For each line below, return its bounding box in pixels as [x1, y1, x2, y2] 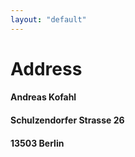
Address [10, 57, 83, 80]
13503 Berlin [10, 137, 65, 149]
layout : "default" [10, 14, 87, 25]
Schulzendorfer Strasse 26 [10, 114, 125, 126]
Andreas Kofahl [10, 91, 77, 103]
